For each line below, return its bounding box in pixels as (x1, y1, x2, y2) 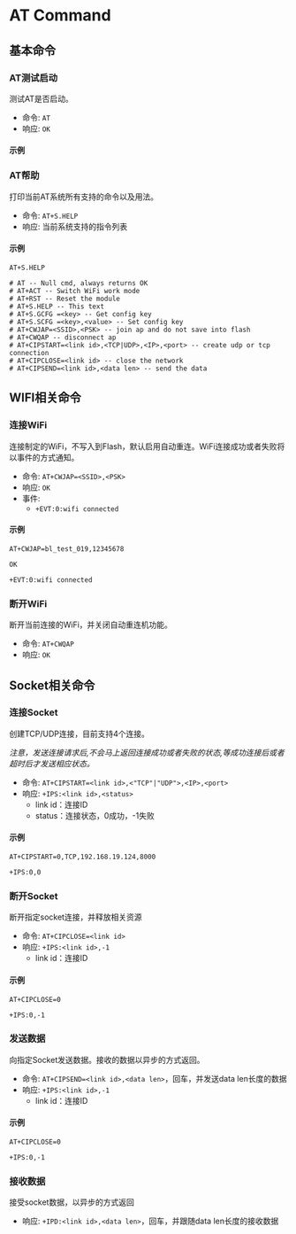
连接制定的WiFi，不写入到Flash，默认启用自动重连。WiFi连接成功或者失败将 (9, 440, 285, 452)
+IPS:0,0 (9, 868, 42, 877)
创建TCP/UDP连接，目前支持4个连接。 (9, 728, 150, 739)
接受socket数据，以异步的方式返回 (9, 1197, 134, 1207)
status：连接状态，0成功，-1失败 (34, 810, 155, 820)
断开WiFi (9, 597, 48, 609)
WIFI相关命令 (9, 391, 81, 406)
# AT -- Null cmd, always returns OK (9, 278, 148, 288)
